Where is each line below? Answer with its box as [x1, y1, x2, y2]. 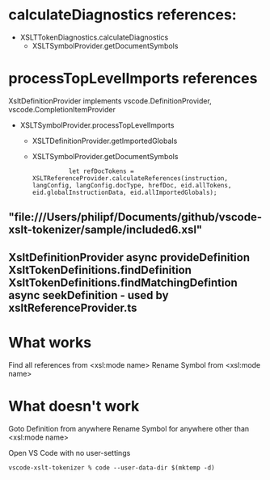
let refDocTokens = [68, 167, 135, 175]
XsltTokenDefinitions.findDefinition [8, 263, 192, 276]
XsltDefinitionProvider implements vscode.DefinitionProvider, [8, 95, 212, 106]
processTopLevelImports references [8, 69, 258, 88]
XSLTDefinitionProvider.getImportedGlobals [32, 136, 178, 145]
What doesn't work [8, 397, 140, 415]
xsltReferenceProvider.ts [8, 301, 137, 314]
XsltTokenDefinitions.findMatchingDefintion [8, 276, 238, 289]
